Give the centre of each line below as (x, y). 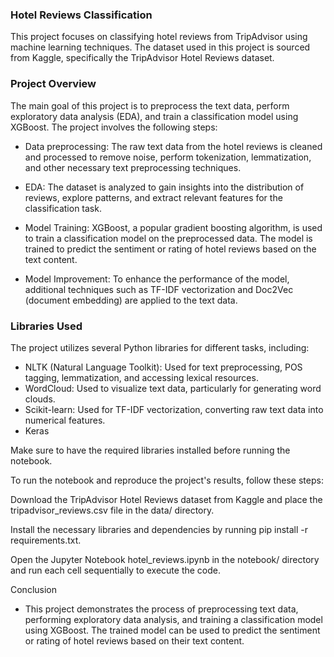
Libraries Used (46, 326)
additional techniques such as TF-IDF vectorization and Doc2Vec (159, 289)
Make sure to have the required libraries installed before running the (150, 450)
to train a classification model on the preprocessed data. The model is (168, 238)
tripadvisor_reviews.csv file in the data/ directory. (112, 510)
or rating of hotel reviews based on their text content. (134, 640)
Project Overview (53, 84)
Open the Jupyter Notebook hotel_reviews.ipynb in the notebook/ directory (165, 559)
